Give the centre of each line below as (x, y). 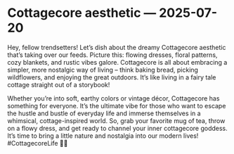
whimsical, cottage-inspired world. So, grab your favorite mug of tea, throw (116, 120)
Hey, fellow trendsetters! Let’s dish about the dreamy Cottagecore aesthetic (117, 47)
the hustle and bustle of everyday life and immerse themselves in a (104, 113)
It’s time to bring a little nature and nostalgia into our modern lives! (103, 136)
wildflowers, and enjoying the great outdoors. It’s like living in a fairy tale (112, 77)
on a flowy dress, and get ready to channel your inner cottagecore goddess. (118, 128)
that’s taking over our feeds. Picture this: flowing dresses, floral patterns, (112, 55)
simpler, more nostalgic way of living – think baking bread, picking (103, 70)
